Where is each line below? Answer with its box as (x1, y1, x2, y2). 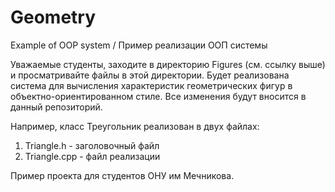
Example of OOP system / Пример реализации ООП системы (10, 39, 268, 51)
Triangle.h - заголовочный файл (24, 139, 160, 151)
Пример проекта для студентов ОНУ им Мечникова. (10, 169, 235, 181)
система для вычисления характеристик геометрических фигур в (10, 79, 293, 91)
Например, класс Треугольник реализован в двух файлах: (10, 120, 260, 132)
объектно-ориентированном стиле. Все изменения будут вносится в (10, 90, 307, 102)
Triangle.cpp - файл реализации (24, 150, 161, 162)
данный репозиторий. (10, 101, 103, 113)
